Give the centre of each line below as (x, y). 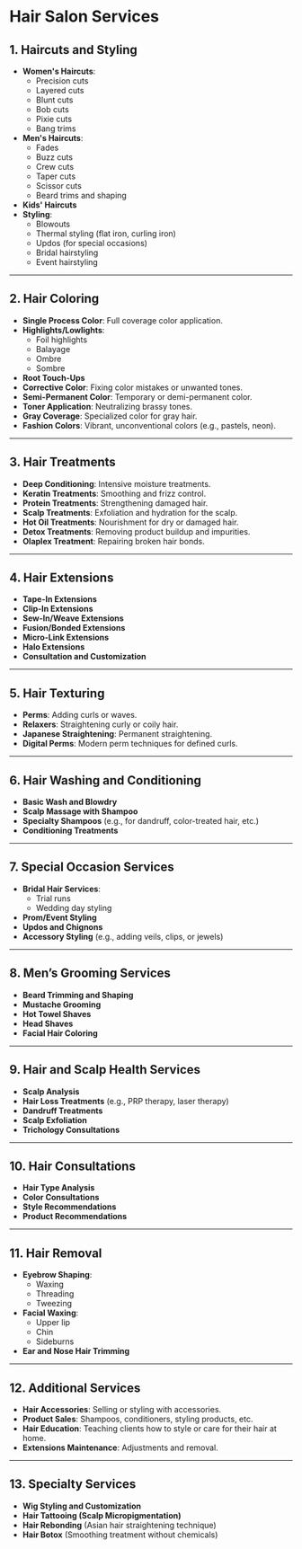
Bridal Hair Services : (62, 889)
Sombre (50, 368)
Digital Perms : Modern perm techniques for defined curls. (130, 744)
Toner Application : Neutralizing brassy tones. (107, 406)
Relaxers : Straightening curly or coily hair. (100, 724)
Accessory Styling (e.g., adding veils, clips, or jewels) (123, 936)
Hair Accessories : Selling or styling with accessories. (122, 1409)
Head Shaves (48, 1023)
